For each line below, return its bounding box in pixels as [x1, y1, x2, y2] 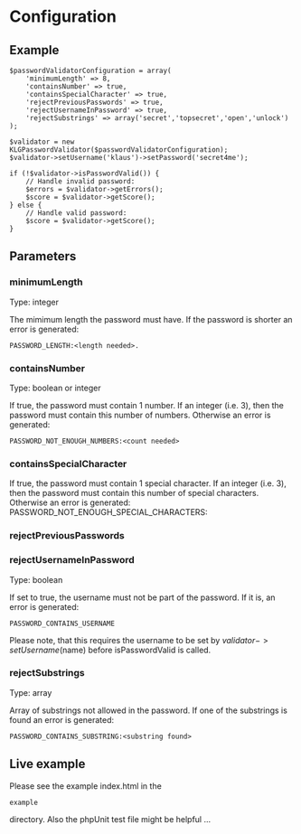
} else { [9, 201, 42, 210]
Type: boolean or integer [9, 382, 101, 393]
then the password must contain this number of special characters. [9, 488, 259, 499]
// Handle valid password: [25, 209, 127, 218]
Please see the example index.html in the [9, 780, 163, 792]
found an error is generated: [9, 714, 115, 725]
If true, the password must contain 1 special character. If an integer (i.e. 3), [9, 478, 287, 489]
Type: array [9, 687, 52, 698]
